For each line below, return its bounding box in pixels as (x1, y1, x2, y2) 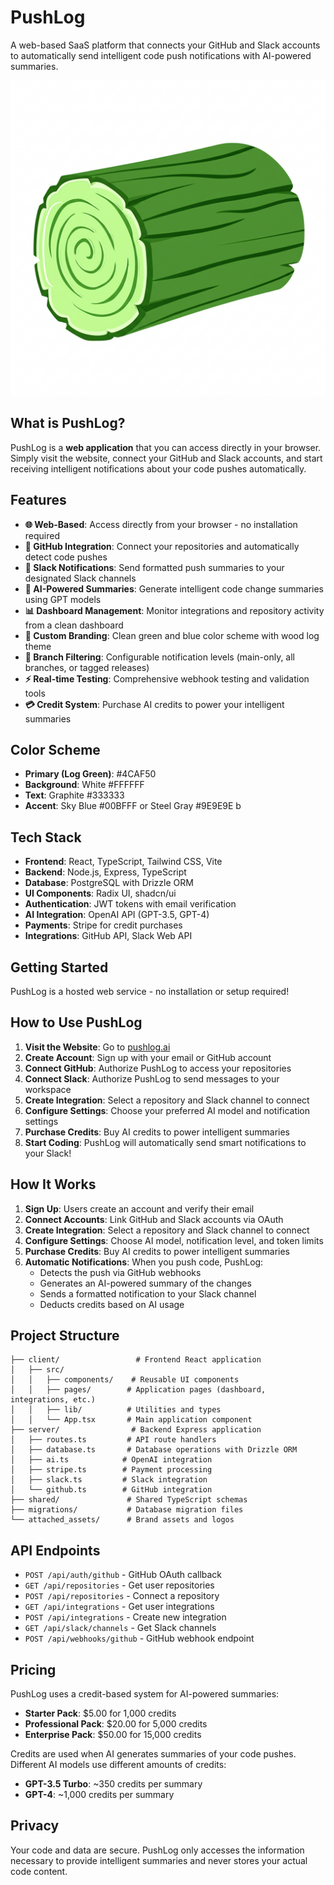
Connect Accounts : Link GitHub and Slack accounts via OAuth (24, 1213, 284, 1225)
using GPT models (24, 593, 102, 605)
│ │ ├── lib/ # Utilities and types (10, 1405, 222, 1415)
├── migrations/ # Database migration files (10, 1505, 244, 1515)
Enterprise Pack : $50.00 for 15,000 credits (24, 1729, 202, 1741)
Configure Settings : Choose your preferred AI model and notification (24, 1104, 311, 1116)
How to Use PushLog (10, 1014, 143, 1031)
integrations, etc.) (10, 1395, 97, 1405)
